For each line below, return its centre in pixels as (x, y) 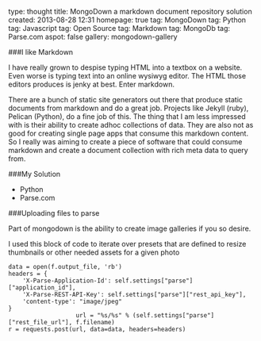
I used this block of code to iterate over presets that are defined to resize (127, 244)
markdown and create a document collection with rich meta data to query (128, 150)
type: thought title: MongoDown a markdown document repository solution (130, 11)
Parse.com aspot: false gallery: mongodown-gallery (93, 36)
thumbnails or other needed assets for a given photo (94, 252)
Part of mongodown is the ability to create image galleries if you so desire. (130, 228)
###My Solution (35, 174)
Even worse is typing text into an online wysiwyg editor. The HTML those (127, 76)
